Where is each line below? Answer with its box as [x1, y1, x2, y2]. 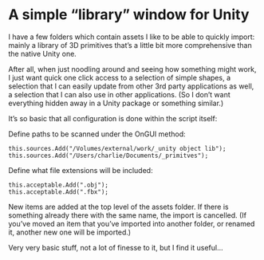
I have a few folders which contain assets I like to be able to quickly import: [8, 32, 255, 41]
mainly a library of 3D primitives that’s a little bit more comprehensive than [8, 40, 253, 49]
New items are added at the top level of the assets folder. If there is [8, 202, 229, 211]
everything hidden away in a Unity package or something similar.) [8, 98, 224, 108]
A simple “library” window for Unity [8, 6, 250, 24]
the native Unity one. [8, 49, 77, 58]
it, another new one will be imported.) [8, 227, 132, 237]
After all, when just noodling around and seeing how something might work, [8, 64, 257, 73]
